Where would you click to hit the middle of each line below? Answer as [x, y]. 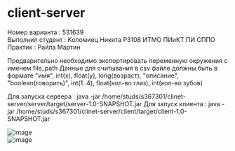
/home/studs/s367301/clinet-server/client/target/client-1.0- [102, 111]
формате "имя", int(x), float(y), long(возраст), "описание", [93, 75]
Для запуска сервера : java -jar [54, 96]
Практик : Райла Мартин [44, 47]
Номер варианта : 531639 [46, 32]
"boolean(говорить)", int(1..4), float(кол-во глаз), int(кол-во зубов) [105, 82]
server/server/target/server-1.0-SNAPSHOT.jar [75, 103]
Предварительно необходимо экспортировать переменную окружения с [117, 60]
